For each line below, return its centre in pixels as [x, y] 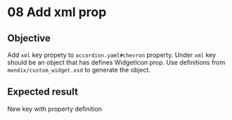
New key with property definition [55, 109]
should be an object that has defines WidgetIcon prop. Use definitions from [116, 62]
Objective [29, 38]
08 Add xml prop [57, 12]
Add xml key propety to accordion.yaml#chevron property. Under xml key [112, 55]
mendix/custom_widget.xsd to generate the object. [79, 70]
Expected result [43, 92]
